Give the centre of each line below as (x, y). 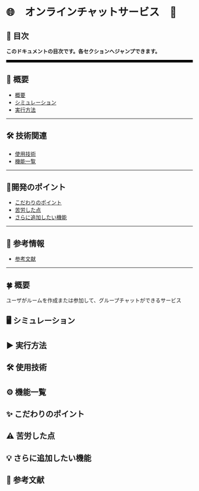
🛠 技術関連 (27, 136)
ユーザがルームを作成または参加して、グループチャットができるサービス (94, 301)
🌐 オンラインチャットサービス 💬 (92, 12)
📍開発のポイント (36, 187)
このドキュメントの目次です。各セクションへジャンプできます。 (84, 51)
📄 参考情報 (25, 243)
